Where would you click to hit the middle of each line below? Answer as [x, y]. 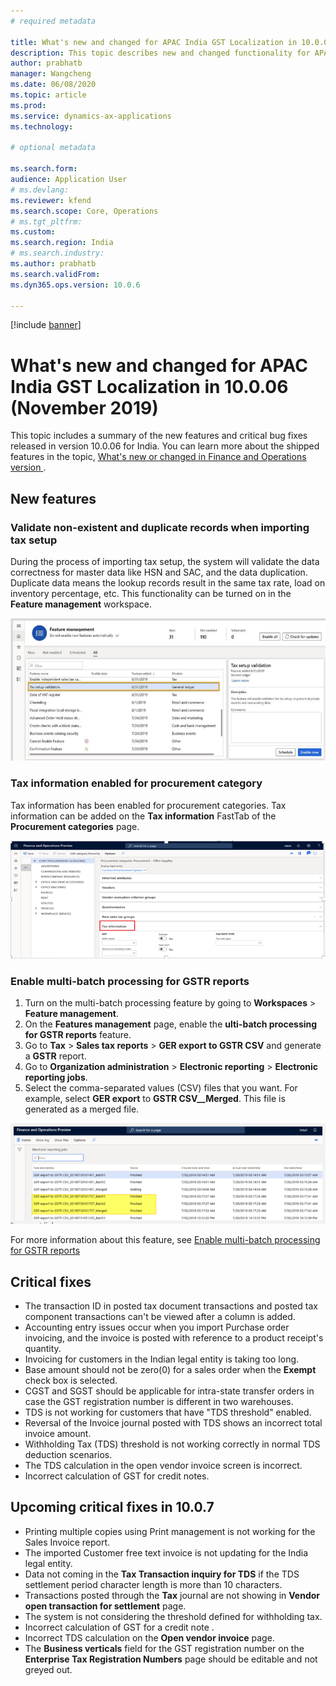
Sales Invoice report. [67, 1542]
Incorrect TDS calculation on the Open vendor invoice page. [149, 1637]
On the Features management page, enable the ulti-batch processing [171, 1024]
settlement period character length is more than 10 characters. [153, 1584]
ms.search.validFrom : [55, 274]
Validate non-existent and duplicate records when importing [160, 527]
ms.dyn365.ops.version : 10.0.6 [75, 285]
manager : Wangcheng [51, 74]
